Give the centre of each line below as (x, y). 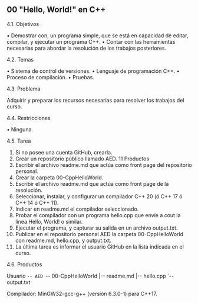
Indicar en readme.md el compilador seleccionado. (77, 209)
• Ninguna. (20, 129)
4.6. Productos (24, 264)
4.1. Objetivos (23, 24)
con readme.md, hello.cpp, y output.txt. (63, 240)
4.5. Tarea (19, 141)
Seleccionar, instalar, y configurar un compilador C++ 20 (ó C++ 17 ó (99, 196)
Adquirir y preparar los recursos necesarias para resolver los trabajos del (95, 100)
